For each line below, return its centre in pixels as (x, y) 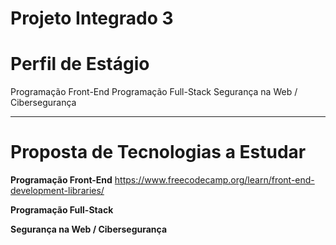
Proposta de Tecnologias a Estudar (158, 152)
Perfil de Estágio (80, 64)
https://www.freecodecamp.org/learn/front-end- (214, 180)
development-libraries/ (57, 191)
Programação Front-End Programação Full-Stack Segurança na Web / (154, 92)
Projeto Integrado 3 (92, 18)
